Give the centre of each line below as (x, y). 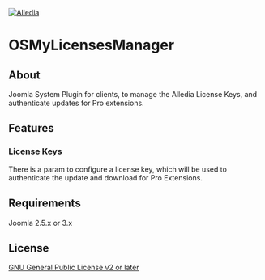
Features (31, 128)
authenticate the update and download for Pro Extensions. (105, 177)
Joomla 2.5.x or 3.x (41, 223)
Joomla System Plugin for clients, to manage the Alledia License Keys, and (133, 94)
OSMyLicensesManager (92, 45)
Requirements (45, 204)
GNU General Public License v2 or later (74, 268)
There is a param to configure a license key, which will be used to (118, 169)
